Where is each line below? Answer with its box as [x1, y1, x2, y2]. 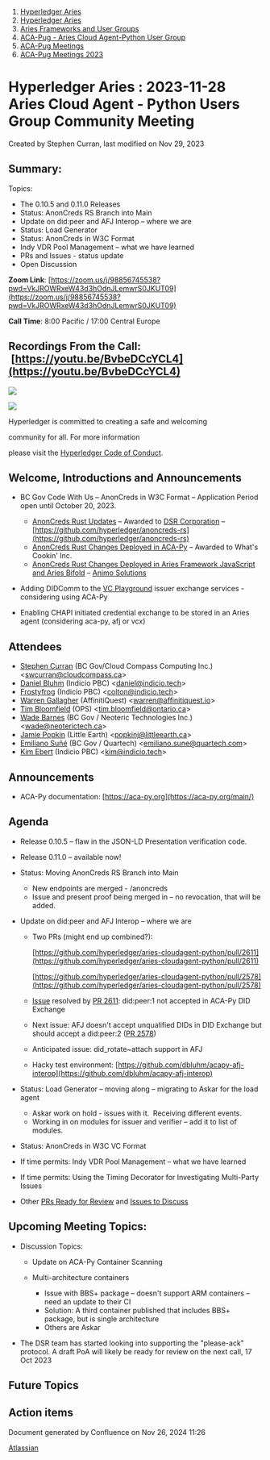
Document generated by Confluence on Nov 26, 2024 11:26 [8, 1427, 206, 1437]
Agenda [8, 815, 49, 829]
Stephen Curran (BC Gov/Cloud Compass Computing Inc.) [19, 661, 214, 671]
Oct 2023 [19, 1355, 52, 1365]
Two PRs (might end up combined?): [31, 932, 153, 941]
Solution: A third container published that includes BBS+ [44, 1305, 231, 1315]
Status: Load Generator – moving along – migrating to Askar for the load [19, 1084, 259, 1094]
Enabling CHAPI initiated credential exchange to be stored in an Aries [19, 608, 250, 618]
